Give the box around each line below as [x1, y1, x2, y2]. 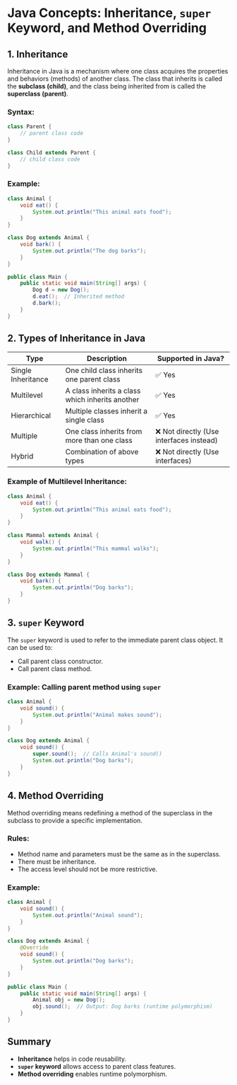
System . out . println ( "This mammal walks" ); [32, 545, 159, 552]
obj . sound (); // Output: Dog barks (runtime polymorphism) [32, 1003, 213, 1010]
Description [87, 353, 127, 363]
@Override [20, 944, 49, 951]
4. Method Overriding [7, 790, 104, 802]
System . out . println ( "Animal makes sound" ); [32, 711, 162, 718]
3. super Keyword [7, 617, 85, 629]
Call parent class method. [17, 664, 92, 673]
